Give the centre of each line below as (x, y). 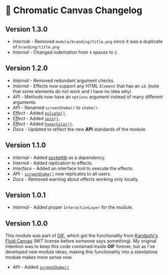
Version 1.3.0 (27, 29)
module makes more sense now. (39, 257)
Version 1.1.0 (26, 145)
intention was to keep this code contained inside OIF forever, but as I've (80, 246)
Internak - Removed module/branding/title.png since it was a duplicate (88, 41)
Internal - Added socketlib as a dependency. (59, 157)
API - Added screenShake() (41, 267)
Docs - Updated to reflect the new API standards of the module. (79, 129)
